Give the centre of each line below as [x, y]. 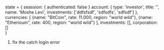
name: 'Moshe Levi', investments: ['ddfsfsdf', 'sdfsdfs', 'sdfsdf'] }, [72, 12]
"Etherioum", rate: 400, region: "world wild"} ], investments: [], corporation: [82, 22]
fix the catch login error [36, 42]
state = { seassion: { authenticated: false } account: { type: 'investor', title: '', [82, 7]
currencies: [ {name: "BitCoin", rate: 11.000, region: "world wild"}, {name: [79, 17]
